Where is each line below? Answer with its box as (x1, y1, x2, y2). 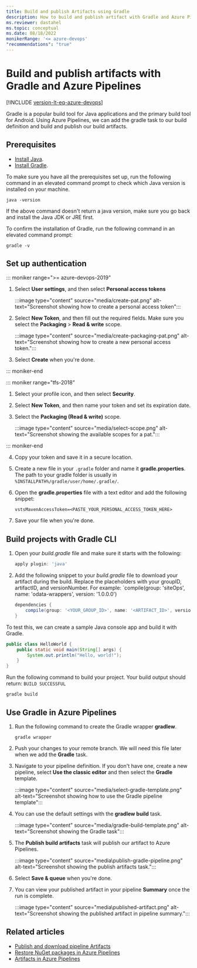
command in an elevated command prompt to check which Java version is (6, 179, 186, 186)
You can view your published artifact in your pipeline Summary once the (14, 886, 190, 893)
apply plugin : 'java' (14, 561, 67, 567)
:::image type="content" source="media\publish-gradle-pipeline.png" (14, 857, 183, 864)
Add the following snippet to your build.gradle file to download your (14, 572, 178, 579)
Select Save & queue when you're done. (14, 874, 113, 881)
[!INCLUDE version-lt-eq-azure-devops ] (6, 98, 103, 106)
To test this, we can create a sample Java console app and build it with (6, 624, 177, 631)
